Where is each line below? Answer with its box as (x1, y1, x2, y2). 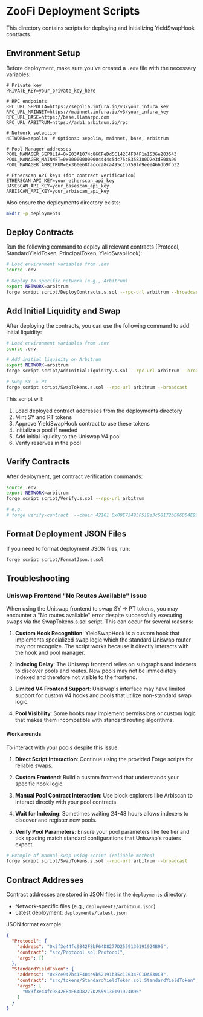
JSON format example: (6, 921, 63, 928)
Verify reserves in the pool (14, 439, 82, 446)
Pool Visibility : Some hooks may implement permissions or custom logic (14, 710, 196, 717)
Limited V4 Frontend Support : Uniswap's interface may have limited (14, 685, 186, 693)
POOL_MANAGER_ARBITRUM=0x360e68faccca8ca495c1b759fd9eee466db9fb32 (6, 161, 180, 167)
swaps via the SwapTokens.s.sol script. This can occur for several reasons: (6, 618, 193, 625)
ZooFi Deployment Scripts (6, 4, 140, 18)
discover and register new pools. (14, 816, 97, 824)
